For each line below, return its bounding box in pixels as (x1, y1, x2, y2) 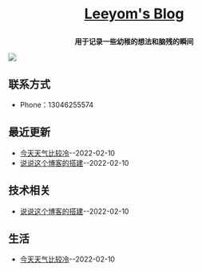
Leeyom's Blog (84, 5, 184, 23)
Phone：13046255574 (19, 100, 94, 109)
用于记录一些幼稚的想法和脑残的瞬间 (74, 37, 194, 46)
